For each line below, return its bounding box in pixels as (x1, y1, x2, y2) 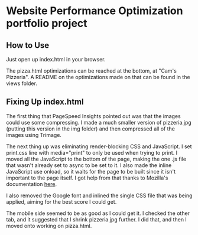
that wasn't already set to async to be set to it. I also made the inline (6, 161, 172, 169)
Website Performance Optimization (6, 4, 183, 18)
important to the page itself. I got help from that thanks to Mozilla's (6, 174, 168, 181)
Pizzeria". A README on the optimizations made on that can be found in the (6, 74, 190, 80)
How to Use (6, 40, 50, 50)
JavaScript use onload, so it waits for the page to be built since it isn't (6, 168, 176, 175)
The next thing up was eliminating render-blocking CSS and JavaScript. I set (6, 143, 192, 150)
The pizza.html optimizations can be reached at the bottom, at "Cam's (6, 67, 177, 74)
